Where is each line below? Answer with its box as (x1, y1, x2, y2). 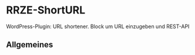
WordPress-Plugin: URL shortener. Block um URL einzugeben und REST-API (6, 23, 190, 30)
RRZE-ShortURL (6, 4, 86, 17)
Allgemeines (6, 40, 53, 50)
